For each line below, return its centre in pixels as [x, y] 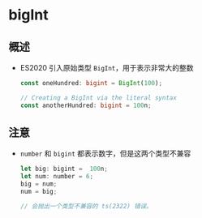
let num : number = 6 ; [57, 177]
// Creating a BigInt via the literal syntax [98, 98]
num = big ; [39, 192]
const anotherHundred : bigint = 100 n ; [86, 105]
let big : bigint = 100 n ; [64, 169]
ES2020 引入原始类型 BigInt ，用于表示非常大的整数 [107, 68]
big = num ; [39, 184]
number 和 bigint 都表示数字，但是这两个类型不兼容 [105, 154]
